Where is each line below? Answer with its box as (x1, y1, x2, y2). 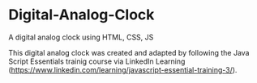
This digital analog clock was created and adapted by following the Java (8, 48, 250, 57)
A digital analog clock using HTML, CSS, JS (8, 32, 154, 42)
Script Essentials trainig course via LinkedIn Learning (8, 56, 186, 66)
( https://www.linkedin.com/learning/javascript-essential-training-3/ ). (8, 64, 238, 74)
